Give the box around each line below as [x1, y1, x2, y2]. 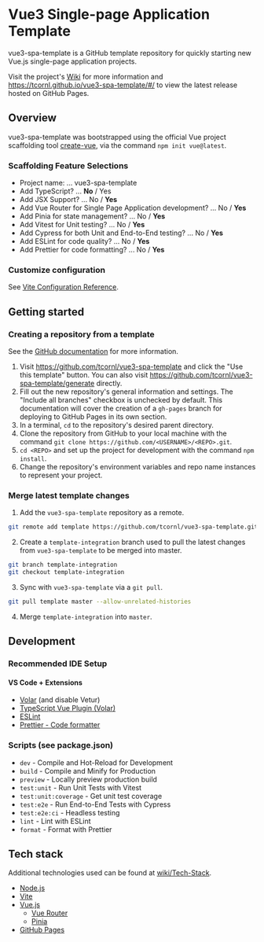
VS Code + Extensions [8, 678, 82, 687]
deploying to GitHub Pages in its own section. [19, 412, 167, 421]
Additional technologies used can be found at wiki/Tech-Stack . [8, 868, 212, 878]
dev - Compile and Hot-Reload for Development [19, 757, 174, 767]
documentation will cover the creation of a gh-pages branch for [19, 403, 222, 414]
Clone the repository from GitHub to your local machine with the [19, 429, 227, 438]
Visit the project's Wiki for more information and [8, 72, 163, 81]
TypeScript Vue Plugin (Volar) [19, 704, 116, 713]
